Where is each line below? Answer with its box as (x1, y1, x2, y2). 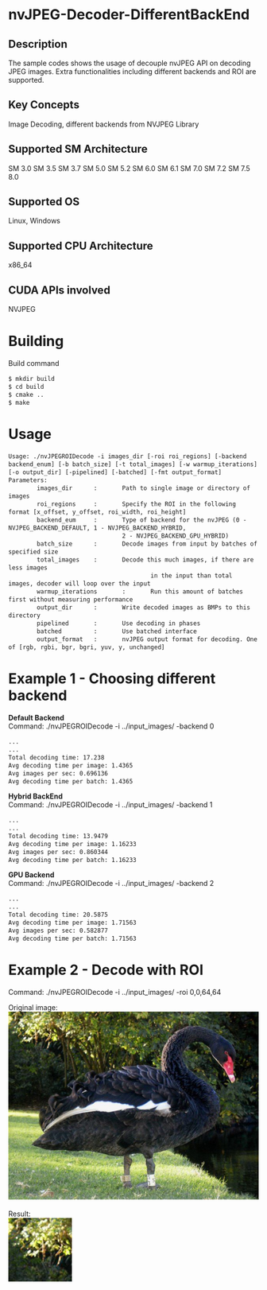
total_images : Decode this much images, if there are (37, 555, 254, 564)
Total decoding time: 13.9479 (8, 832, 109, 840)
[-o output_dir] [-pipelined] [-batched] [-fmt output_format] (8, 468, 222, 476)
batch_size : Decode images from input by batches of (37, 539, 258, 548)
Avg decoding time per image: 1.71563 (8, 919, 137, 927)
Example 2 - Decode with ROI (8, 961, 204, 979)
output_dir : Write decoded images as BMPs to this (37, 603, 250, 612)
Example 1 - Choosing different (8, 670, 216, 688)
